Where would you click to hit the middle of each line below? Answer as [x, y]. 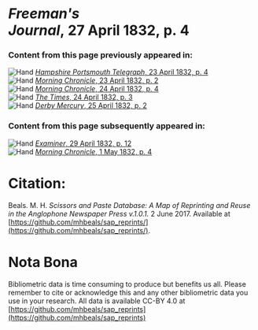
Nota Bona [43, 262]
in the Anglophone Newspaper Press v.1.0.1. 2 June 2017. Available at [119, 213]
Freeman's [44, 14]
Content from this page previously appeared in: [100, 55]
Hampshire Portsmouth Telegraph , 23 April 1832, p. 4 [122, 72]
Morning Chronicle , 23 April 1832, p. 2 [97, 80]
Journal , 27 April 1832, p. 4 [99, 30]
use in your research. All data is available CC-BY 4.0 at [97, 301]
